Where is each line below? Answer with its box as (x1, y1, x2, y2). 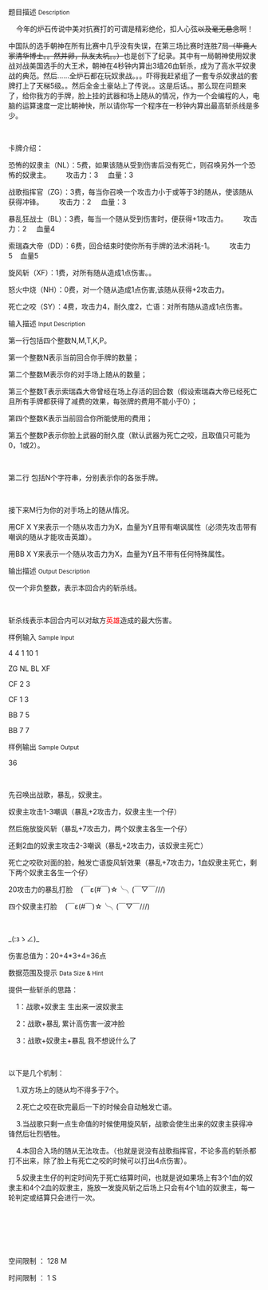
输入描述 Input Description (8, 319, 86, 328)
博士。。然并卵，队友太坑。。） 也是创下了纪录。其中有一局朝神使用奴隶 (29, 51, 257, 61)
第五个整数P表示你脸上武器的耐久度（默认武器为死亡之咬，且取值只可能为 (8, 431, 250, 440)
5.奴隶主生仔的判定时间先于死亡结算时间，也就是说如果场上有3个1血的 (15, 1173, 246, 1182)
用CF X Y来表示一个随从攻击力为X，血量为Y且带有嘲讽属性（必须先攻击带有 (8, 523, 258, 531)
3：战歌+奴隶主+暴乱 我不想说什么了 (15, 1036, 137, 1045)
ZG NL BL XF (8, 664, 50, 673)
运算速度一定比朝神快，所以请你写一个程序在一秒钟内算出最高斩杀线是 (22, 101, 253, 110)
